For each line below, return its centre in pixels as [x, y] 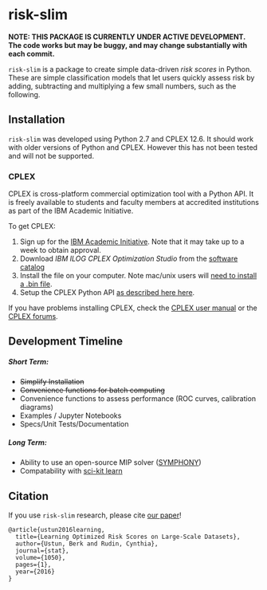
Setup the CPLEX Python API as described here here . [107, 293]
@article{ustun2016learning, [57, 530]
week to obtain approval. [61, 250]
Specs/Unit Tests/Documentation [74, 424]
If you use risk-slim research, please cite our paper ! [95, 515]
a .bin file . [36, 284]
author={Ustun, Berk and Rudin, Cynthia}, [87, 544]
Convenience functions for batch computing [92, 390]
